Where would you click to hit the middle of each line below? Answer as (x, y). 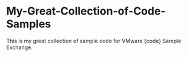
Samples (29, 24)
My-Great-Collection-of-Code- (86, 11)
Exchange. (19, 47)
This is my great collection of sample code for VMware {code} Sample (94, 41)
